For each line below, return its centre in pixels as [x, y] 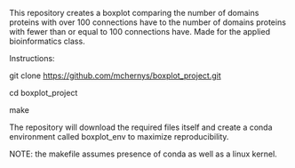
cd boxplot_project [44, 93]
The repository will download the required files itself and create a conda [141, 127]
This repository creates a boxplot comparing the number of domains [134, 13]
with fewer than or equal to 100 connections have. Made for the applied [140, 32]
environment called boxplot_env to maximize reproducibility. [119, 136]
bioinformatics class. [48, 41]
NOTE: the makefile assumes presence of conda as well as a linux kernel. [143, 154]
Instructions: [32, 58]
